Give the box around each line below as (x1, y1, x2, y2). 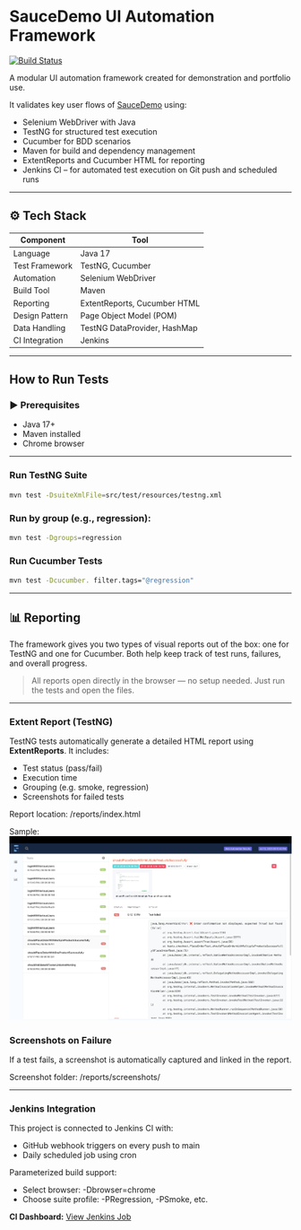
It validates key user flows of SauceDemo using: (9, 99, 187, 109)
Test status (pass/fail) (21, 763, 103, 773)
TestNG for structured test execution (21, 126, 159, 136)
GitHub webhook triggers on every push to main (21, 1140, 200, 1151)
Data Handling (13, 323, 65, 333)
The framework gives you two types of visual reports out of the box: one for (9, 639, 289, 650)
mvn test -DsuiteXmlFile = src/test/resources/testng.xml (9, 491, 222, 500)
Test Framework (13, 260, 73, 271)
